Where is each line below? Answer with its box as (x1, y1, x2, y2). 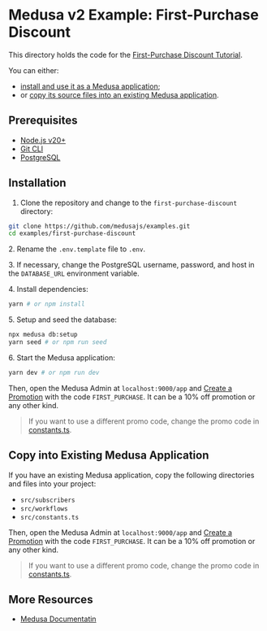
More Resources (8, 593, 93, 607)
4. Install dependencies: (8, 285, 88, 294)
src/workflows (19, 504, 68, 513)
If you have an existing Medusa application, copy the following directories (8, 470, 255, 480)
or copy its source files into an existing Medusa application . (19, 89, 219, 99)
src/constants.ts (19, 513, 80, 521)
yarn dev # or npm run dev (8, 368, 100, 376)
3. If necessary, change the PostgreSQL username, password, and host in (8, 260, 255, 270)
